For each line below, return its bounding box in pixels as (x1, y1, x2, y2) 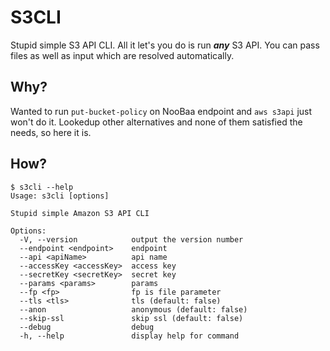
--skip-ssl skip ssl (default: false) (19, 313, 244, 323)
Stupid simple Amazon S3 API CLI (10, 208, 150, 218)
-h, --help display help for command (19, 331, 240, 341)
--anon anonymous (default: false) (19, 304, 248, 315)
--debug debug (19, 322, 155, 332)
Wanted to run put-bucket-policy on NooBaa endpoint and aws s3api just (10, 105, 313, 117)
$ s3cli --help (10, 182, 74, 192)
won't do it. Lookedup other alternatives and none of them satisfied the (10, 116, 303, 128)
